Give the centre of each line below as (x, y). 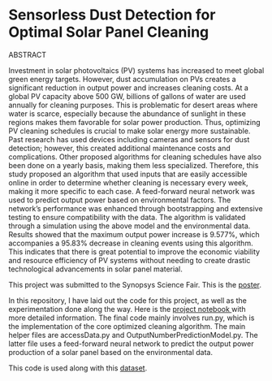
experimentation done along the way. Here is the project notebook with (127, 309)
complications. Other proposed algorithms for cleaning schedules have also (135, 157)
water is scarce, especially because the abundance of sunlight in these (127, 113)
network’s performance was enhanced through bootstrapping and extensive (136, 208)
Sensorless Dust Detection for (112, 15)
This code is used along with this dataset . (78, 368)
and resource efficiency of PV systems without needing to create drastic (130, 260)
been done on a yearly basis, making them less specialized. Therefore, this (134, 165)
